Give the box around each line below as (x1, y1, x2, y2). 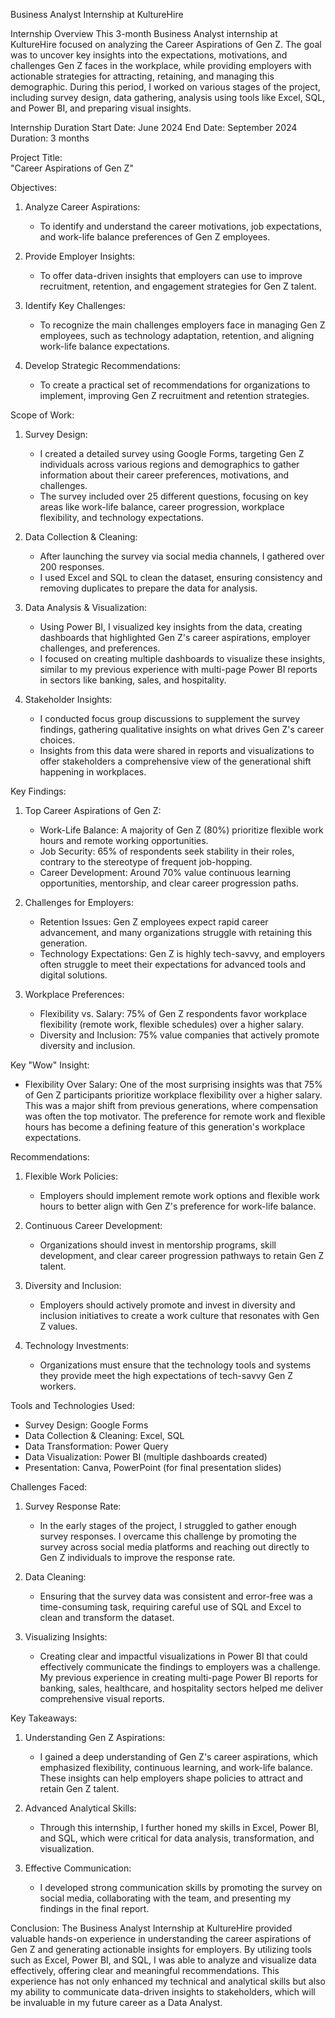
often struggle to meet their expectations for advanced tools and (39, 959, 307, 970)
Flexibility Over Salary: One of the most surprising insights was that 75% (24, 1079, 323, 1090)
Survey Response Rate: (24, 1500, 122, 1512)
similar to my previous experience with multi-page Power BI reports (39, 664, 318, 675)
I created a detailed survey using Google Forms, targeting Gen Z (39, 448, 305, 459)
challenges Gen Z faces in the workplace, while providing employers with (10, 60, 312, 71)
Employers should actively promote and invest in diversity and (39, 1299, 296, 1311)
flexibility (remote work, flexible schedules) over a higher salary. (39, 1019, 304, 1030)
